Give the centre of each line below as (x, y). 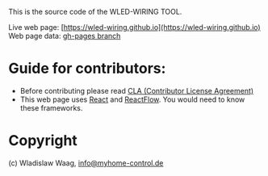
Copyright (43, 141)
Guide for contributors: (87, 69)
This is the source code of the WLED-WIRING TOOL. (95, 12)
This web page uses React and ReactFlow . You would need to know (132, 99)
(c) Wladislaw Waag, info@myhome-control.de (86, 163)
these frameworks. (51, 107)
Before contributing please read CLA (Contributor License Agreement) (137, 90)
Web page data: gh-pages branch (65, 36)
